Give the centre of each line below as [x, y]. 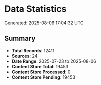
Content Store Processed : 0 [41, 72]
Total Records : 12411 [33, 50]
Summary [20, 39]
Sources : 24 [25, 56]
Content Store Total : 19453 [40, 66]
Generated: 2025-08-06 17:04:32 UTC [44, 23]
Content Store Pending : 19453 [44, 77]
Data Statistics [36, 9]
